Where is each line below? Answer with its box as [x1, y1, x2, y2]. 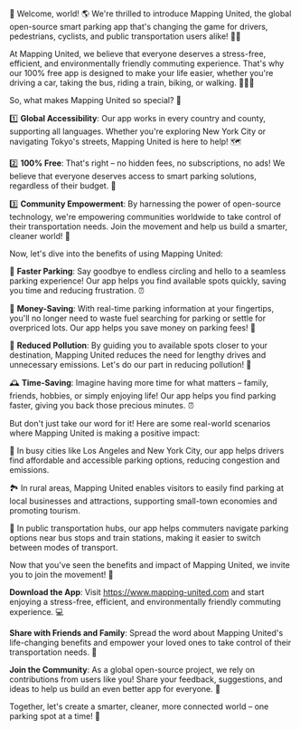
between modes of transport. [9, 543, 118, 552]
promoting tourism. [9, 505, 81, 515]
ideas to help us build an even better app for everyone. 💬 [9, 684, 221, 694]
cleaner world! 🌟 [9, 231, 70, 241]
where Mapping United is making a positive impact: [9, 427, 201, 438]
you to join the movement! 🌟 [9, 570, 114, 580]
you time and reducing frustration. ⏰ [9, 285, 145, 295]
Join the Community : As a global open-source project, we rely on [9, 665, 256, 675]
